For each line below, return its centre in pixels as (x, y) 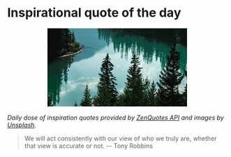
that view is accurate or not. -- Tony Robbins (89, 146)
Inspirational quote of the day (94, 13)
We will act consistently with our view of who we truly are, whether (121, 138)
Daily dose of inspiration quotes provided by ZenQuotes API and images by (116, 117)
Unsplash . (22, 125)
